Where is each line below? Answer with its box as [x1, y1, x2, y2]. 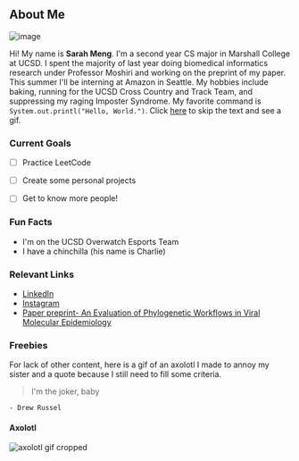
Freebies [9, 339, 48, 351]
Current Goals [9, 137, 71, 149]
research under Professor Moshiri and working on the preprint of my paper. [9, 67, 287, 78]
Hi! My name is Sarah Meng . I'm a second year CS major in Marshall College [9, 48, 291, 59]
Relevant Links [9, 268, 74, 281]
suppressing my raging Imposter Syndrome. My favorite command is [9, 96, 262, 106]
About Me [9, 7, 65, 22]
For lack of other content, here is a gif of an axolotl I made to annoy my [9, 359, 270, 370]
